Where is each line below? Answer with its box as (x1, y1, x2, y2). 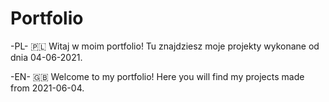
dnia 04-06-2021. (10, 51, 83, 63)
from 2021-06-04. (10, 82, 85, 94)
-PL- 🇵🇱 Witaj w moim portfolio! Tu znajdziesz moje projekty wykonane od (10, 40, 320, 52)
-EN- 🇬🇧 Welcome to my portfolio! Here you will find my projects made (10, 70, 305, 82)
